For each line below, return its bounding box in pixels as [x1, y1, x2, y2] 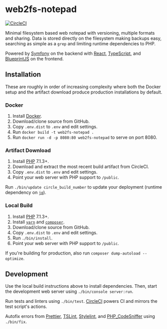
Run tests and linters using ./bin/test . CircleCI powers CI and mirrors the [5, 298, 158, 304]
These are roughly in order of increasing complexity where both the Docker [5, 84, 161, 90]
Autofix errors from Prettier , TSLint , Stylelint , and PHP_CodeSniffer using [5, 313, 155, 319]
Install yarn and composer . [12, 219, 65, 225]
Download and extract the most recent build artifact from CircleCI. [12, 163, 149, 170]
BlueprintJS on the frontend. [5, 55, 64, 61]
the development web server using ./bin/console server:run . [5, 288, 134, 295]
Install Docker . [12, 113, 42, 119]
